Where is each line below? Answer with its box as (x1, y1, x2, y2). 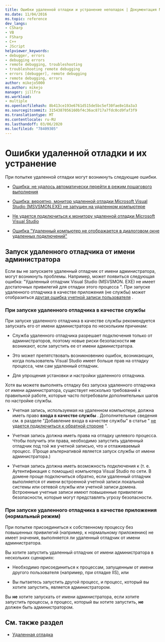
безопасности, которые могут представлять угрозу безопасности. (12, 494, 153, 500)
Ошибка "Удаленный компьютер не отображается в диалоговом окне (12, 228, 160, 234)
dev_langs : (5, 21, 27, 26)
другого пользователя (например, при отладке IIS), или (12, 569, 129, 575)
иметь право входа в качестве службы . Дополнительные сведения (12, 413, 158, 418)
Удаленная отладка (12, 631, 53, 638)
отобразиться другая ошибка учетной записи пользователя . (5, 294, 134, 300)
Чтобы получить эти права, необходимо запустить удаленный (12, 438, 143, 444)
